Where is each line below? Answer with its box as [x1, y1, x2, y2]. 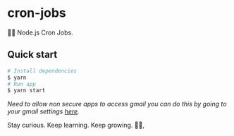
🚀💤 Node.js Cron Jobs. [7, 28, 73, 37]
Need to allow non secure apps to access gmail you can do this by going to [7, 100, 227, 109]
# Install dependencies [7, 67, 78, 75]
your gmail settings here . [7, 107, 80, 116]
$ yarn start [7, 87, 46, 94]
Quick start [7, 49, 58, 61]
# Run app [7, 80, 37, 87]
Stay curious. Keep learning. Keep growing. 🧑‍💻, [7, 121, 144, 130]
